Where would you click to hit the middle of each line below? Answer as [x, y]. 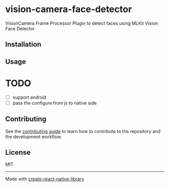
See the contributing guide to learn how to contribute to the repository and [83, 131]
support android [29, 97]
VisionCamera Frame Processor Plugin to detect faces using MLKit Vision [82, 23]
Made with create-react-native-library [45, 179]
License [18, 152]
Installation [23, 45]
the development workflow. [34, 137]
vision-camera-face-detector [69, 9]
